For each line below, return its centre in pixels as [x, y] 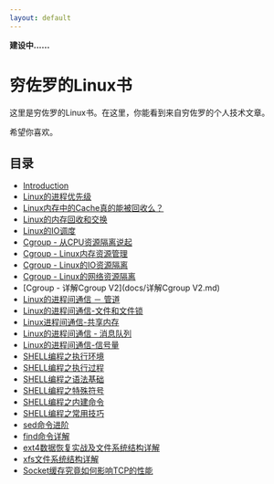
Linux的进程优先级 [57, 196]
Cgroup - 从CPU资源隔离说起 [77, 242]
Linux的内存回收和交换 [65, 219]
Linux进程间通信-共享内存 [71, 322]
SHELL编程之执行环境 [63, 356]
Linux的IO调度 [49, 231]
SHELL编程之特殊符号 [63, 391]
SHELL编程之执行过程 [63, 368]
